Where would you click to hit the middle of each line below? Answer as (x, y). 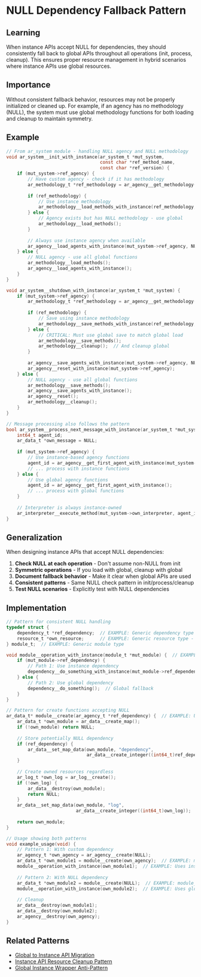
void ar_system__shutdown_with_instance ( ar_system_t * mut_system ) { (93, 290)
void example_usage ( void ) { (41, 844)
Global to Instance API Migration (54, 955)
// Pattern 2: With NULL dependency (63, 877)
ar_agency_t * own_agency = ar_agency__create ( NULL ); (84, 855)
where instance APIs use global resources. (59, 66)
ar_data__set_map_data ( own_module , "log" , (71, 805)
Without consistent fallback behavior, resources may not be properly (91, 99)
